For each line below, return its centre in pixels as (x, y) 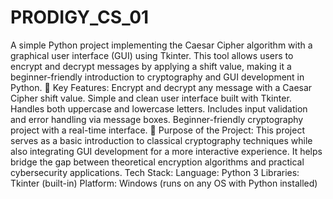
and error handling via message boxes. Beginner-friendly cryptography (157, 119)
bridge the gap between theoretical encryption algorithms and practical (157, 162)
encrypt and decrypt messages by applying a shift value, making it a (151, 66)
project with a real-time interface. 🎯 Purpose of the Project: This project (157, 130)
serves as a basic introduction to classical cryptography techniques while (161, 140)
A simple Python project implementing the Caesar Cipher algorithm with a (161, 45)
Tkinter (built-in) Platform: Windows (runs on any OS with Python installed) (164, 183)
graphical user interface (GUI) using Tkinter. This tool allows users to (152, 55)
